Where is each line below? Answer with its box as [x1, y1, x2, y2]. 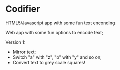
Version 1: [5, 39, 26, 45]
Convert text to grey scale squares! [12, 59, 85, 65]
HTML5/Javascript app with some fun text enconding [5, 20, 115, 26]
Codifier [5, 3, 40, 15]
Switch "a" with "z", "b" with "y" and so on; [12, 54, 102, 60]
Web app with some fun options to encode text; [5, 29, 104, 35]
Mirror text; [12, 49, 36, 55]
